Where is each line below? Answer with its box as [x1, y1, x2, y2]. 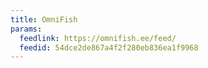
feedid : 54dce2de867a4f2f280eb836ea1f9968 [19, 42, 199, 53]
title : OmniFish [10, 14, 78, 25]
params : [10, 24, 43, 34]
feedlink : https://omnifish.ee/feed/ [19, 33, 177, 43]
